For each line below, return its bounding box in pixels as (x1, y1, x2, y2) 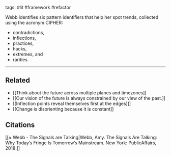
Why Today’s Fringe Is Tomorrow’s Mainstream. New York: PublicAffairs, (5, 140, 157, 146)
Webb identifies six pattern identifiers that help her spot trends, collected (5, 14, 159, 20)
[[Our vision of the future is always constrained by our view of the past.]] (12, 95, 165, 101)
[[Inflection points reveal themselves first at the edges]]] (12, 100, 131, 107)
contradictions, (12, 30, 45, 35)
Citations (5, 121, 35, 129)
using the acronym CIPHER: (5, 20, 64, 25)
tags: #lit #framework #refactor (5, 5, 71, 10)
